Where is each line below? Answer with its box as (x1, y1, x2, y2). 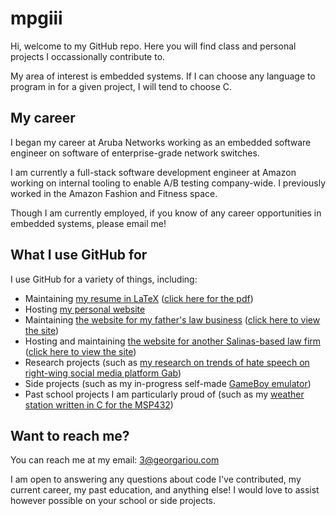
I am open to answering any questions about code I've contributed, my (10, 473, 302, 486)
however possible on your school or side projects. (10, 495, 217, 507)
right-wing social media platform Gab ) (24, 367, 182, 379)
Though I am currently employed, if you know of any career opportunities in (10, 207, 322, 219)
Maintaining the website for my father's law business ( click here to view (24, 313, 321, 326)
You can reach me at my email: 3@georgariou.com (10, 454, 220, 466)
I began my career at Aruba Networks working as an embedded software (10, 136, 312, 148)
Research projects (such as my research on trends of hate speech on (24, 356, 310, 368)
